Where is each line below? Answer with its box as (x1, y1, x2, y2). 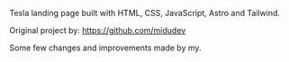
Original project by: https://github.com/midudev (9, 25, 186, 35)
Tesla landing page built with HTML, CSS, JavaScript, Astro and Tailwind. (9, 8, 281, 18)
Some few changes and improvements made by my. (9, 42, 202, 53)
